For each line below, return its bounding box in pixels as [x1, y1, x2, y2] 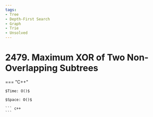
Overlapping [5, 63, 58, 74]
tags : [5, 7, 16, 12]
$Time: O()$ [5, 88, 30, 94]
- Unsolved [5, 30, 28, 35]
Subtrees [59, 63, 99, 74]
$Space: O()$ [5, 97, 32, 102]
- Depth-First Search [5, 16, 50, 21]
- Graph [5, 21, 21, 26]
